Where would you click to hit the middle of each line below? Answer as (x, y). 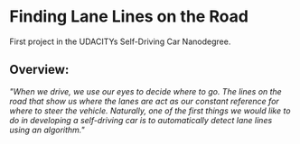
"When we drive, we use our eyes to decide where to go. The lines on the (145, 91)
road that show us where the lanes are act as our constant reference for (145, 101)
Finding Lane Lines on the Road (129, 17)
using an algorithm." (47, 130)
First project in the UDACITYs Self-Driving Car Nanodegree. (120, 41)
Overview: (39, 70)
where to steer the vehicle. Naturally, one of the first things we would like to (150, 111)
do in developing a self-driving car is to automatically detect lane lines (141, 120)
